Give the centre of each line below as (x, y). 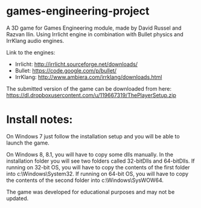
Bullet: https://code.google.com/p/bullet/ (65, 70)
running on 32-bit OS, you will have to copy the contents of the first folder (98, 167)
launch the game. (28, 143)
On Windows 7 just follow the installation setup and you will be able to (93, 136)
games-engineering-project (78, 11)
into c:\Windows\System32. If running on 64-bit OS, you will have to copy (97, 174)
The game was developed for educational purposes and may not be (91, 192)
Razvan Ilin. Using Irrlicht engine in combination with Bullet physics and (95, 34)
